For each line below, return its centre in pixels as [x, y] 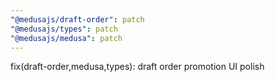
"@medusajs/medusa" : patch [66, 38]
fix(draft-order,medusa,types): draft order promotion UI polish [137, 67]
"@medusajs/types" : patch [64, 29]
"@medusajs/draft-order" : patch [77, 19]
